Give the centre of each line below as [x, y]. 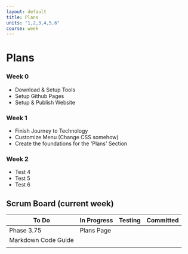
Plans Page [95, 231]
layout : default [26, 12]
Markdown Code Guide [42, 240]
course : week [22, 28]
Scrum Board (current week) [60, 203]
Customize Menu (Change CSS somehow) [67, 137]
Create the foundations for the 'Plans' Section [71, 143]
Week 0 [18, 76]
